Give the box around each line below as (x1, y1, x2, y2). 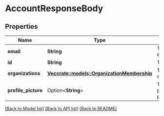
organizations (7, 70, 41, 77)
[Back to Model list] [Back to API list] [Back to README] (5, 106, 117, 111)
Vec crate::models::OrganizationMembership (47, 70, 152, 77)
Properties (5, 22, 38, 31)
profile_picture (7, 87, 43, 94)
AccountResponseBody (5, 3, 103, 14)
